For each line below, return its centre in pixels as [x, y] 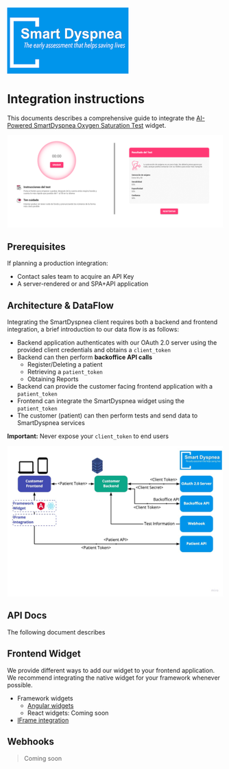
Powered [20, 125]
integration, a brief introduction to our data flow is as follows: [93, 330]
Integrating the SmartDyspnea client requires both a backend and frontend [112, 322]
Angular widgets [50, 705]
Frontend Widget [44, 654]
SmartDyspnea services [51, 423]
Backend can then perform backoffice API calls [85, 357]
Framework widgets [45, 698]
